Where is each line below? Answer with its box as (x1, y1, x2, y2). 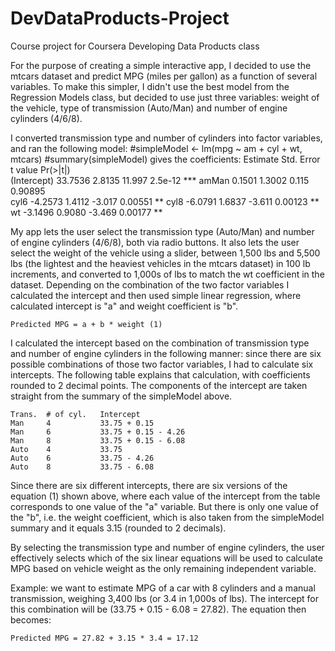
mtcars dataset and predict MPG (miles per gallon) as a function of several (10, 70, 318, 82)
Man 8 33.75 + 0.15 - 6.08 (10, 435, 186, 446)
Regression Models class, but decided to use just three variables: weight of (10, 91, 320, 103)
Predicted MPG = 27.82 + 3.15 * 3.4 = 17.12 (10, 633, 199, 643)
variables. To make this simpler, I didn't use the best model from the (10, 80, 290, 92)
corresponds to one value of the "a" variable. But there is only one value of (10, 500, 319, 512)
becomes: (10, 613, 52, 626)
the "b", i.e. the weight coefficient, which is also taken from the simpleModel (10, 511, 325, 523)
